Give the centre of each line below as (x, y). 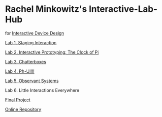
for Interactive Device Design (35, 33)
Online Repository (23, 109)
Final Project (18, 100)
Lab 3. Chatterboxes (26, 61)
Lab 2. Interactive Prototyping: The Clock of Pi (52, 52)
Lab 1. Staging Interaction (31, 42)
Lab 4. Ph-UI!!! (20, 71)
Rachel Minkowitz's (46, 9)
